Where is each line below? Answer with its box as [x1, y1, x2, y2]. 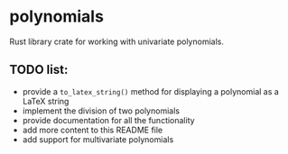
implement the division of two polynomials [22, 105, 181, 116]
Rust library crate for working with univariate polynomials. [9, 36, 224, 47]
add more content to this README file [22, 124, 163, 135]
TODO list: [9, 62, 69, 77]
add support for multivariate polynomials [22, 133, 174, 145]
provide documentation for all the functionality [22, 114, 196, 125]
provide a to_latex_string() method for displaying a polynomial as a [22, 86, 280, 96]
